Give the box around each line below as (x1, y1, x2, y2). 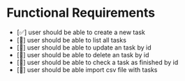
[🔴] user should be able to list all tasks (16, 36, 127, 44)
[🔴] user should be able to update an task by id (16, 43, 151, 52)
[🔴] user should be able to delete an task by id (16, 50, 149, 59)
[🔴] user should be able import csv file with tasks (16, 65, 158, 74)
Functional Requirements (6, 5, 155, 21)
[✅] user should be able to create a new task (16, 28, 146, 36)
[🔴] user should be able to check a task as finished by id (16, 58, 179, 66)
